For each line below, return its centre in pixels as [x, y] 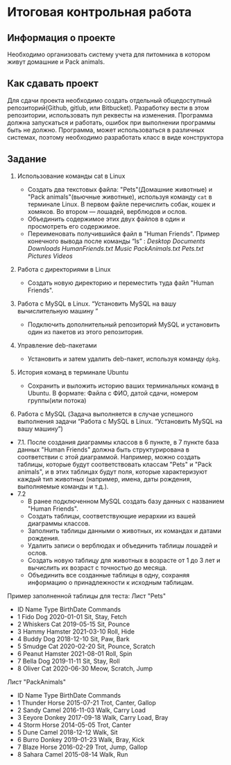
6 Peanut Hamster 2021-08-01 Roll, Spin [75, 653]
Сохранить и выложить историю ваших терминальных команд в [123, 386]
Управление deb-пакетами [57, 345]
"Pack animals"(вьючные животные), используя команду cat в [120, 197]
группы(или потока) [57, 400]
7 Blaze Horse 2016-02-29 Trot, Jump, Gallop [82, 747]
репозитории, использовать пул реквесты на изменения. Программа [110, 115]
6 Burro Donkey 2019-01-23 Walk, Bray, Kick [81, 739]
